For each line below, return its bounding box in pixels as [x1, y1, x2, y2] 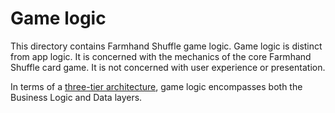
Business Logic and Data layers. [10, 91, 143, 103]
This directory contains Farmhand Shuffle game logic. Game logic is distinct [10, 40, 323, 52]
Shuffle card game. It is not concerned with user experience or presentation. [10, 61, 326, 73]
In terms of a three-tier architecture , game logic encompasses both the [10, 80, 303, 92]
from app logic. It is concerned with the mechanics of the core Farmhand [10, 50, 312, 62]
